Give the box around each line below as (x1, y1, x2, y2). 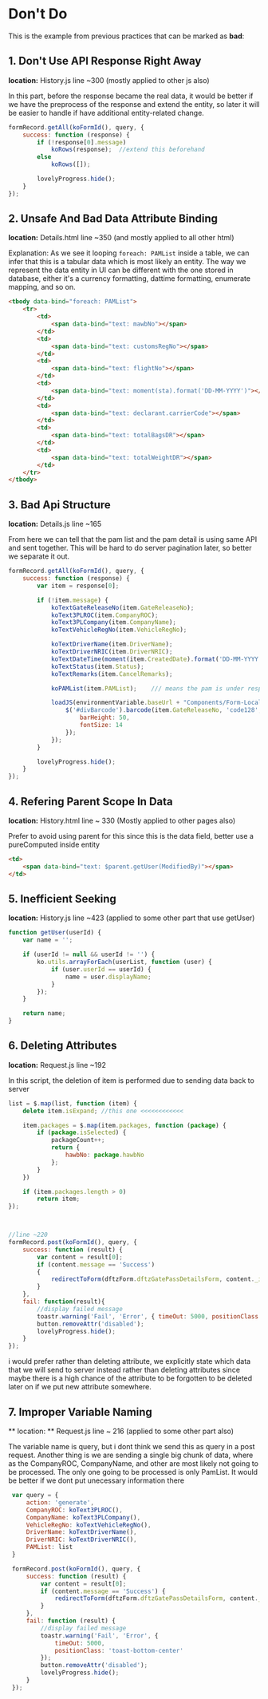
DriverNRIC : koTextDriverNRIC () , (26, 1535, 137, 1544)
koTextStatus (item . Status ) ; (50, 662, 145, 670)
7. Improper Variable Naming (8, 1405, 153, 1419)
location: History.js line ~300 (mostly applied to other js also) (8, 75, 210, 85)
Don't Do (8, 5, 68, 23)
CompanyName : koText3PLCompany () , (26, 1513, 141, 1521)
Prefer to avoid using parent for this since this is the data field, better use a (8, 831, 254, 840)
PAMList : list (26, 1543, 73, 1551)
